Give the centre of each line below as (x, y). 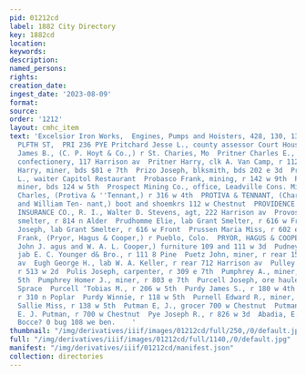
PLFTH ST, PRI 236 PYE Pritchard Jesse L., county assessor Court (148, 145)
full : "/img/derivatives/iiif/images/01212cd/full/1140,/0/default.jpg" (150, 340)
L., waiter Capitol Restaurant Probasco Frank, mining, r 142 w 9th (152, 178)
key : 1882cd (32, 35)
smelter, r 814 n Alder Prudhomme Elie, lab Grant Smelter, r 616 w (152, 221)
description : (34, 60)
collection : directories (56, 356)
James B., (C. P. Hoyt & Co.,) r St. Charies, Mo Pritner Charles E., (157, 153)
